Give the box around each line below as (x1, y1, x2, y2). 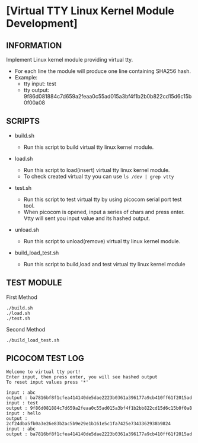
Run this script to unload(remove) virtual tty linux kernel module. (23, 237, 181, 244)
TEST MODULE (6, 278, 62, 288)
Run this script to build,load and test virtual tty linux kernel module (23, 260, 186, 267)
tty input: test (23, 80, 56, 87)
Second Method (6, 326, 46, 333)
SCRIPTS (6, 116, 40, 126)
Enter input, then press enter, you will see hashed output (6, 374, 158, 380)
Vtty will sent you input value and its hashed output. (23, 215, 151, 222)
